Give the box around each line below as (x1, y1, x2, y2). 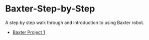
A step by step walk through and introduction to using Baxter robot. (5, 19, 144, 25)
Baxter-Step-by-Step (5, 3, 95, 14)
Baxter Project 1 (12, 29, 45, 35)
